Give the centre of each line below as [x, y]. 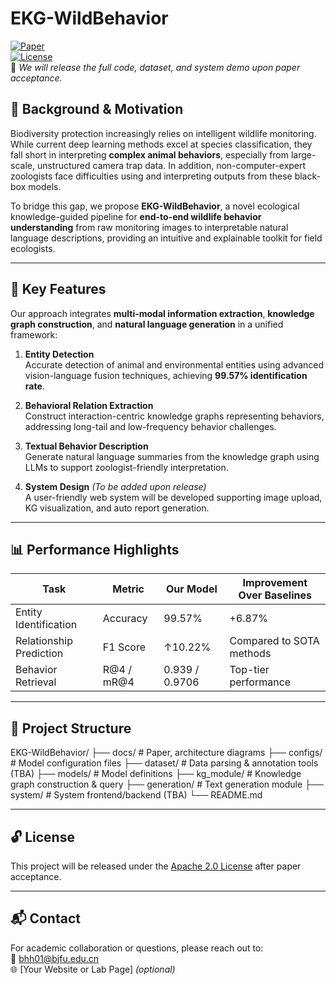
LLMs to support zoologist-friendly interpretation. [126, 467]
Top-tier [249, 670]
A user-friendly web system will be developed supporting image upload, [173, 497]
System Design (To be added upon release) [115, 486]
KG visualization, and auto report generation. [117, 508]
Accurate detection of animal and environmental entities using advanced [174, 364]
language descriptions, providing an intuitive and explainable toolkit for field [166, 238]
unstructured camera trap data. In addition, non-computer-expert [171, 165]
